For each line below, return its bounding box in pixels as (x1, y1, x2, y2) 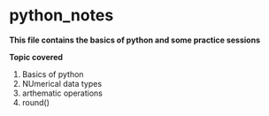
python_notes (9, 5, 114, 26)
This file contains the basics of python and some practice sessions (9, 35, 261, 45)
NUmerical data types (21, 78, 103, 89)
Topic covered (9, 51, 64, 62)
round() (21, 97, 50, 107)
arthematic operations (21, 88, 104, 98)
